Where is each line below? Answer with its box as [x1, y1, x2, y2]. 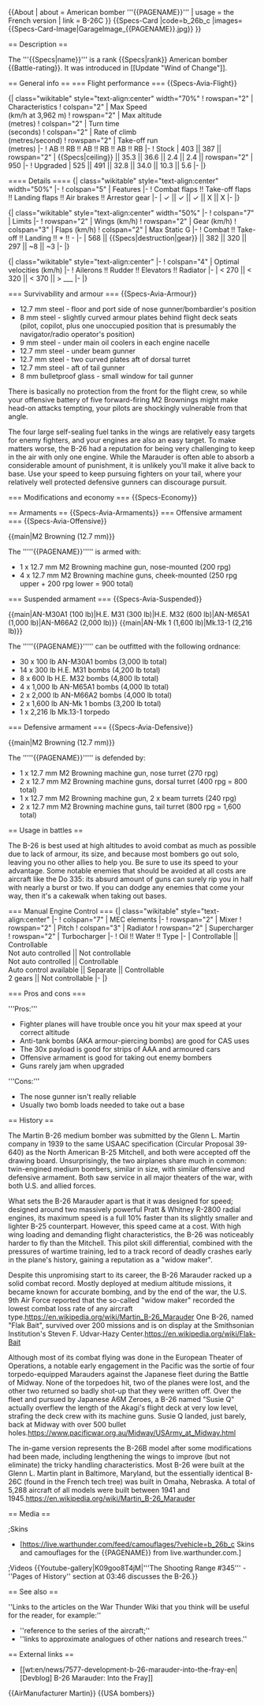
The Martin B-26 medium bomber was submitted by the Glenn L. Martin [8, 1131, 240, 1140]
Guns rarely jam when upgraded [19, 1061, 125, 1071]
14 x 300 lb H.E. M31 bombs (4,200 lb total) [19, 665, 161, 675]
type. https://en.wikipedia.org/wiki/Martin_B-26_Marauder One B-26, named [8, 1312, 254, 1322]
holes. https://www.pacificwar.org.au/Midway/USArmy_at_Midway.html [8, 1428, 236, 1438]
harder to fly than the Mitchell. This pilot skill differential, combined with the [8, 1239, 253, 1247]
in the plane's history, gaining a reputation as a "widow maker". [8, 1255, 213, 1264]
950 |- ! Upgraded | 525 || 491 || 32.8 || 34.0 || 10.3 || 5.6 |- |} [8, 161, 206, 170]
